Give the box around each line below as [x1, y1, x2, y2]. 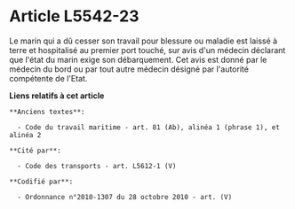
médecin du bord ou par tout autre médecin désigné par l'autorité [9, 64, 249, 74]
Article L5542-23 [9, 6, 140, 27]
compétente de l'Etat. [9, 73, 88, 83]
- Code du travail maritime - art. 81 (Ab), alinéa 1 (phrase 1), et [17, 122, 280, 132]
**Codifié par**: [9, 177, 74, 186]
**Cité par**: [9, 146, 62, 155]
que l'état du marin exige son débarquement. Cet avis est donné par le [9, 54, 267, 65]
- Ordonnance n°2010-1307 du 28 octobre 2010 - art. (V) [17, 192, 233, 201]
